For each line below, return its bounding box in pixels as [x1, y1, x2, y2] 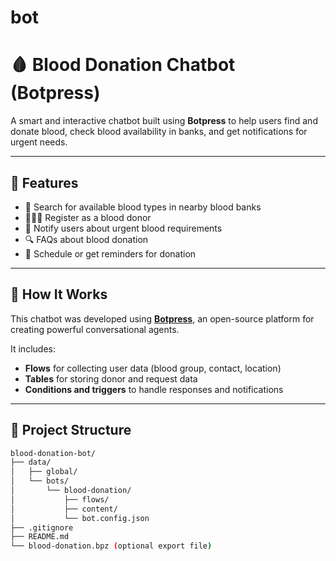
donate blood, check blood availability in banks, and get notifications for [10, 126, 308, 138]
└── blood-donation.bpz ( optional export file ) [10, 541, 213, 551]
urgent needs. [10, 136, 68, 148]
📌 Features [10, 174, 79, 191]
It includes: [10, 342, 56, 355]
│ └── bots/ [10, 476, 70, 486]
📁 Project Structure [10, 422, 132, 439]
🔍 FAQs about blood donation [24, 233, 149, 245]
